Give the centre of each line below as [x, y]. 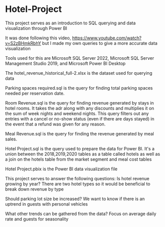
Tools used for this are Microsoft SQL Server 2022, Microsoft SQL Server [80, 58]
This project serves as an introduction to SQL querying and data [71, 23]
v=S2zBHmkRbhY [23, 43]
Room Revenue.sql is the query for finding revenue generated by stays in [80, 103]
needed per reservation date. [35, 93]
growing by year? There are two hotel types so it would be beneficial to [78, 184]
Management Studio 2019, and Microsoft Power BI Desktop [65, 63]
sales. [11, 139]
